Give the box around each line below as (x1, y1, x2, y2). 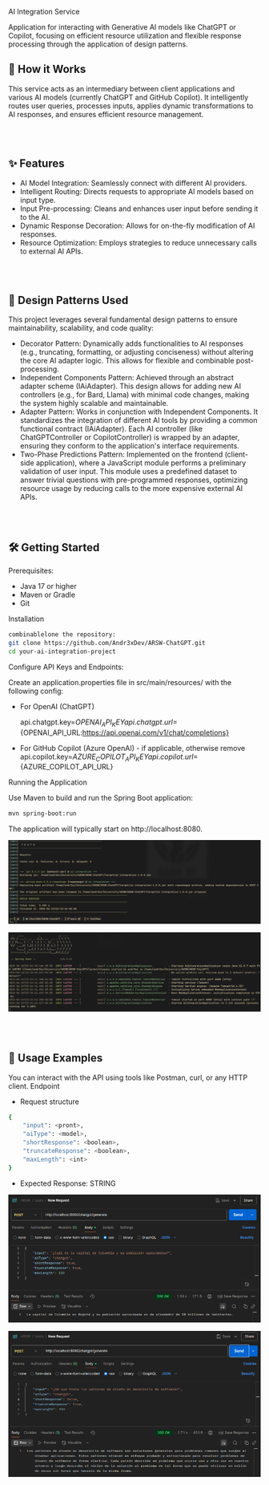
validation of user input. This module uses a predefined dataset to (19, 467, 238, 477)
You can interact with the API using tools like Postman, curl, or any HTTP (8, 1073, 248, 1082)
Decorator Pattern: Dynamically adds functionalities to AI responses (19, 339, 244, 348)
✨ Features (8, 156, 65, 171)
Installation (8, 614, 45, 624)
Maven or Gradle (19, 590, 76, 600)
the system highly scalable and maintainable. (19, 399, 169, 408)
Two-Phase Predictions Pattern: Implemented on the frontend (19, 449, 223, 460)
